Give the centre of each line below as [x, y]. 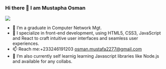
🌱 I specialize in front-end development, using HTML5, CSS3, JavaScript [86, 33]
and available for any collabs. [42, 62]
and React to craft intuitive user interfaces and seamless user [75, 38]
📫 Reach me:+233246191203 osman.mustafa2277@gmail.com [77, 49]
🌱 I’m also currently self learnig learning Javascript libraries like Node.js [86, 56]
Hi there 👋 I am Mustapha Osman [45, 8]
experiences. [26, 43]
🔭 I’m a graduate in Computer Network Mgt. [57, 28]
